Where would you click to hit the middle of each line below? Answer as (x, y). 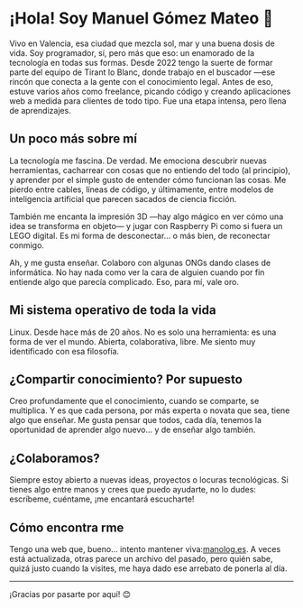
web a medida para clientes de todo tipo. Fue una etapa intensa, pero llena (148, 101)
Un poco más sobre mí (73, 139)
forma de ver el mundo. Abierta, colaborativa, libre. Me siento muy (133, 341)
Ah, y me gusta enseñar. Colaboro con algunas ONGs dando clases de (140, 263)
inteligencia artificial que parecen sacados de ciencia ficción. (123, 198)
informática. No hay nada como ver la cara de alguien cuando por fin (137, 272)
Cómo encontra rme (67, 527)
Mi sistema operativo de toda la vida (113, 310)
